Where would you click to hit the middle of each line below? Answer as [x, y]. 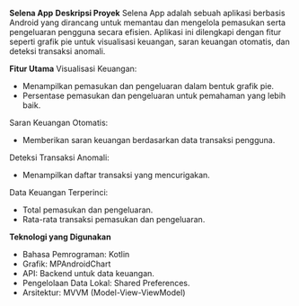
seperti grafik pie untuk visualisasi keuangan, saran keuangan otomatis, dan [149, 41]
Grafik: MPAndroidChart [66, 264]
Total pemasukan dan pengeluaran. [88, 210]
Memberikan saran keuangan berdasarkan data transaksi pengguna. [149, 140]
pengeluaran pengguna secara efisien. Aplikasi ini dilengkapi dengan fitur [145, 32]
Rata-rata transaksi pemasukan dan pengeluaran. [114, 219]
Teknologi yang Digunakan [60, 237]
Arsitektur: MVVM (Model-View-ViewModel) [104, 292]
